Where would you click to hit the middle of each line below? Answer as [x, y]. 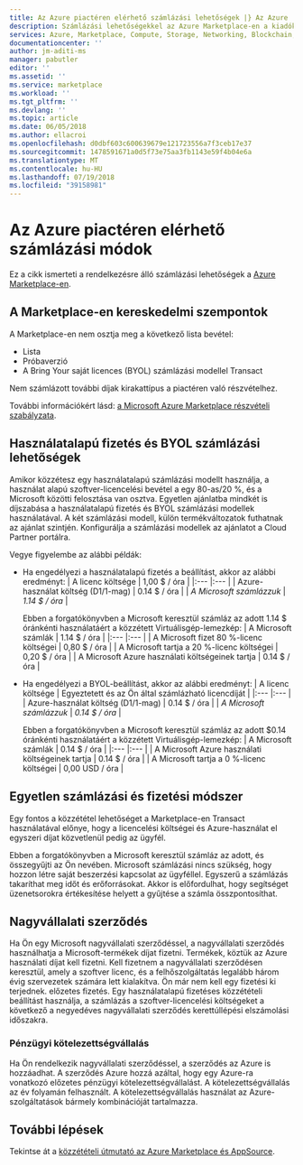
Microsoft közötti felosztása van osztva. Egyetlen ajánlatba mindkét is [139, 498]
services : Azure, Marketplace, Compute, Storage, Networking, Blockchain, [153, 34]
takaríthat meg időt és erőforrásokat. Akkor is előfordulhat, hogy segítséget [149, 883]
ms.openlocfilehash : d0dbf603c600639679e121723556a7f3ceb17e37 [131, 143]
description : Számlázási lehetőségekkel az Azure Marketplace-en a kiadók [153, 26]
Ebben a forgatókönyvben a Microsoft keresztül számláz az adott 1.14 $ [154, 618]
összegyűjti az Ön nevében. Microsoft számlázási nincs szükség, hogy [141, 865]
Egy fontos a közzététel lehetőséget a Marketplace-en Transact [127, 818]
